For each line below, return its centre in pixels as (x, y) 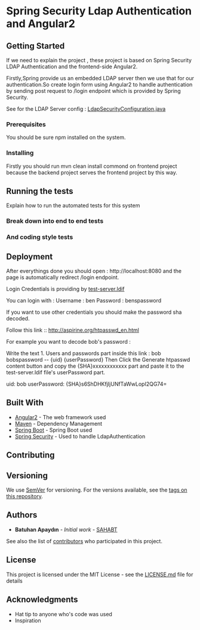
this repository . (25, 496)
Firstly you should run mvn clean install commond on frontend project (92, 166)
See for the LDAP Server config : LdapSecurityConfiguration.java (86, 109)
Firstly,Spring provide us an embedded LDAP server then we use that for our (100, 78)
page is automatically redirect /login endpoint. (63, 277)
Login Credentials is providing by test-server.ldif (65, 289)
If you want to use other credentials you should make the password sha (94, 312)
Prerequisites (26, 124)
